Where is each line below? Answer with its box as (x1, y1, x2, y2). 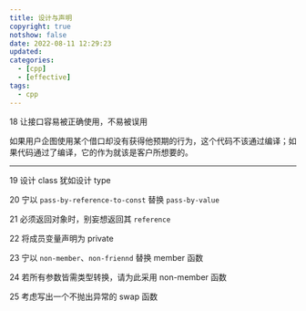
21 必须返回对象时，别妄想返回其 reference (9, 213, 171, 224)
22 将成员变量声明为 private (9, 233, 114, 244)
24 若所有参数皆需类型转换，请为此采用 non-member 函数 (9, 271, 228, 283)
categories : (9, 56, 55, 65)
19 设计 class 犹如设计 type (9, 174, 111, 185)
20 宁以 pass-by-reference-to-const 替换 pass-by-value (9, 193, 220, 205)
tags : (9, 81, 30, 90)
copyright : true (9, 22, 71, 31)
